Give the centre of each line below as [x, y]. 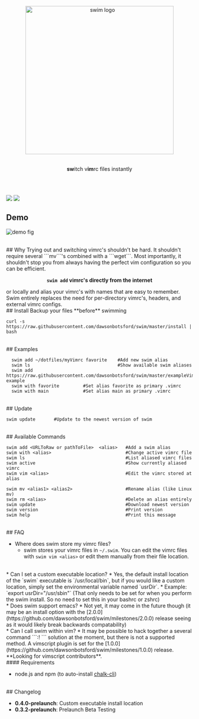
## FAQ [15, 532]
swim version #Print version [84, 510]
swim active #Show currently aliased [96, 463]
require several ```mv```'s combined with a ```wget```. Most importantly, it [94, 256]
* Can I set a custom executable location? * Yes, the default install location [97, 574]
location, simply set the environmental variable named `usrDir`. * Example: [97, 587]
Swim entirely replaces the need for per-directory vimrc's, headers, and [94, 298]
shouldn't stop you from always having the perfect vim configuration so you [99, 262]
